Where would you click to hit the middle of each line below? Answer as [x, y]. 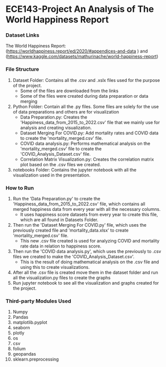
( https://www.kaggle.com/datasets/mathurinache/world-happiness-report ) [82, 57]
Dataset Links [23, 35]
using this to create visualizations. [55, 267]
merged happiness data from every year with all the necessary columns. [86, 209]
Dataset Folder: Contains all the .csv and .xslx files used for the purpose [86, 80]
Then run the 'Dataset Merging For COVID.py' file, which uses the [80, 225]
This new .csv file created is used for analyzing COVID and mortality [90, 241]
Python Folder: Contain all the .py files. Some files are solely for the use [86, 106]
